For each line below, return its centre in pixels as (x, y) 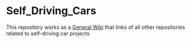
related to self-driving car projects (48, 33)
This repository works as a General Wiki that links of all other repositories (96, 27)
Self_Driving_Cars (51, 11)
